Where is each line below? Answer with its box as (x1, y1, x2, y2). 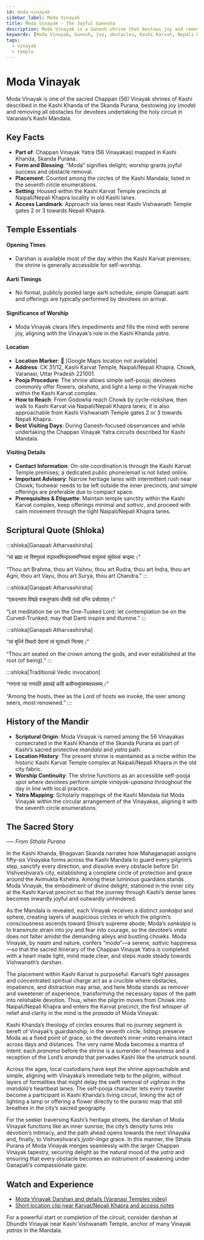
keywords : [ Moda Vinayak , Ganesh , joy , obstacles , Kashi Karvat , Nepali (6, 32, 194, 38)
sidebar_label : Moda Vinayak (6, 15, 80, 21)
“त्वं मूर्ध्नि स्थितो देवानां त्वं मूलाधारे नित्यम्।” (6, 638, 89, 645)
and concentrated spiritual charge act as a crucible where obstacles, (6, 977, 178, 984)
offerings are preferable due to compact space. (15, 488, 134, 495)
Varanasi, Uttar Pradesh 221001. (15, 370, 95, 377)
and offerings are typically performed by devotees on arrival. (15, 295, 168, 303)
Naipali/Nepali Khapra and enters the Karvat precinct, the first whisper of (6, 1003, 189, 1010)
